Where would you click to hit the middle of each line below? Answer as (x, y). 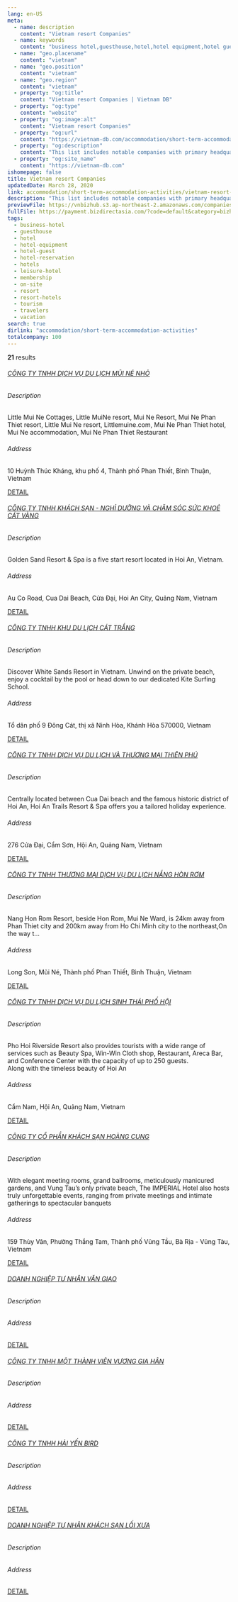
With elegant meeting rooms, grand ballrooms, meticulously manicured (111, 1181)
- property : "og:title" (49, 93)
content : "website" (49, 113)
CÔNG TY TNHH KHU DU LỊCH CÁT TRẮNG (71, 628)
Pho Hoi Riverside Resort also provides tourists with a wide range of (107, 1046)
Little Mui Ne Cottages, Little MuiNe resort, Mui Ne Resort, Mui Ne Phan (112, 417)
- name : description (44, 27)
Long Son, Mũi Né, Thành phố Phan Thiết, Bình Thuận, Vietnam (100, 972)
